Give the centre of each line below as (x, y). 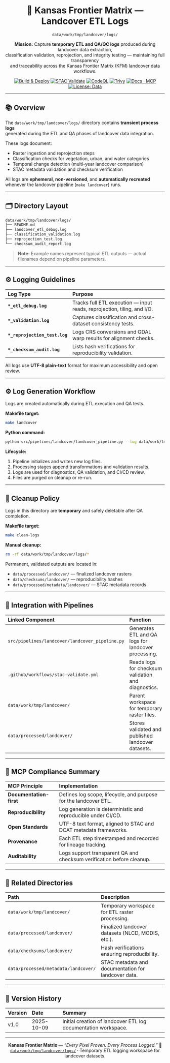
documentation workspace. (95, 1028)
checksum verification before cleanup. (105, 860)
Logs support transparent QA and (99, 853)
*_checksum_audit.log (34, 350)
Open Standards (28, 827)
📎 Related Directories (39, 883)
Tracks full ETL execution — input (112, 302)
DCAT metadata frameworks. (93, 830)
